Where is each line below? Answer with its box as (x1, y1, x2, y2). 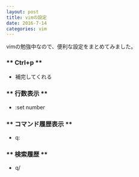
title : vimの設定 (6, 14, 47, 21)
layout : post (6, 8, 39, 15)
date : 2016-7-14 (6, 20, 47, 26)
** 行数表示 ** (6, 89, 48, 98)
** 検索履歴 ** (6, 150, 48, 159)
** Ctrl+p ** (6, 59, 43, 67)
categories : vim (6, 25, 47, 32)
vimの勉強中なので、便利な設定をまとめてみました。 (6, 43, 137, 50)
